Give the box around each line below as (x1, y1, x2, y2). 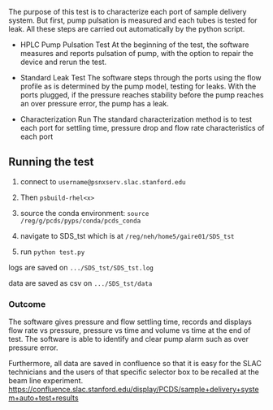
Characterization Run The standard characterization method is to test (19, 114, 253, 124)
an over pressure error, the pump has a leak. (19, 99, 169, 108)
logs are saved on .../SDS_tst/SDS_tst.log (8, 262, 154, 272)
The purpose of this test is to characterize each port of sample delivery (8, 7, 247, 16)
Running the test (8, 155, 94, 169)
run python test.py (19, 247, 85, 257)
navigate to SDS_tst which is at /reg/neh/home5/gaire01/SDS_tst (19, 231, 235, 240)
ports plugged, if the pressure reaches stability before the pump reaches (19, 90, 264, 100)
